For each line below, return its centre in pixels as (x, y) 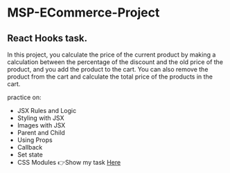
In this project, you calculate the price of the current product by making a (112, 54)
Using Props (35, 140)
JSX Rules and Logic (47, 111)
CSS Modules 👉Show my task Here (69, 162)
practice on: (24, 97)
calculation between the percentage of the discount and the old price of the (115, 62)
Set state (30, 154)
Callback (30, 147)
